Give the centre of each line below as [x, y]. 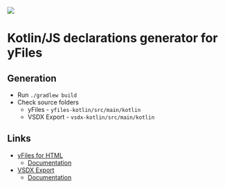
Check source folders [48, 102]
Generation [32, 78]
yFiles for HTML [40, 155]
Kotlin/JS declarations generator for [112, 38]
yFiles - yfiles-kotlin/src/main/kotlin [84, 110]
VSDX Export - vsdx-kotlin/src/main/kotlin [91, 117]
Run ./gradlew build [47, 95]
